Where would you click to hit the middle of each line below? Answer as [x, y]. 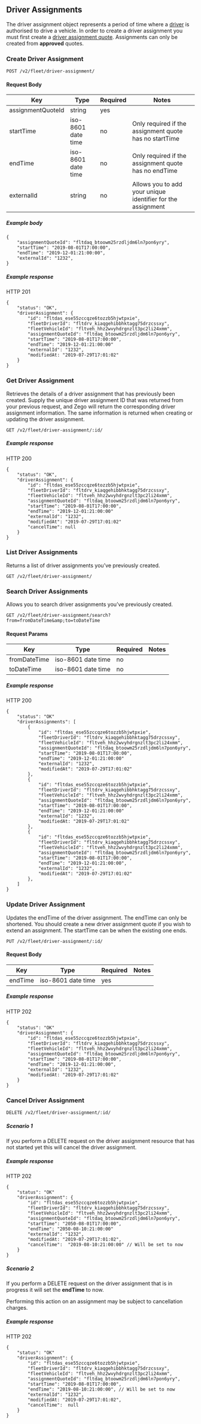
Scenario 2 [20, 1268]
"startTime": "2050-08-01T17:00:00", [74, 1224]
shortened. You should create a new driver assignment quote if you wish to [99, 924]
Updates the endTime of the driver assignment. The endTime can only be [97, 917]
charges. [17, 1307]
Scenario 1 [19, 1126]
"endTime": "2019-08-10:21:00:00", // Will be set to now [101, 1389]
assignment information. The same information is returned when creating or [100, 413]
